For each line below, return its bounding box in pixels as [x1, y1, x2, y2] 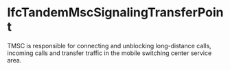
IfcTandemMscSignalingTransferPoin [7, 5, 224, 20]
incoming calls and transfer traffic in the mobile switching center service [7, 49, 212, 57]
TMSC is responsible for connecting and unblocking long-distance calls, [7, 41, 211, 50]
